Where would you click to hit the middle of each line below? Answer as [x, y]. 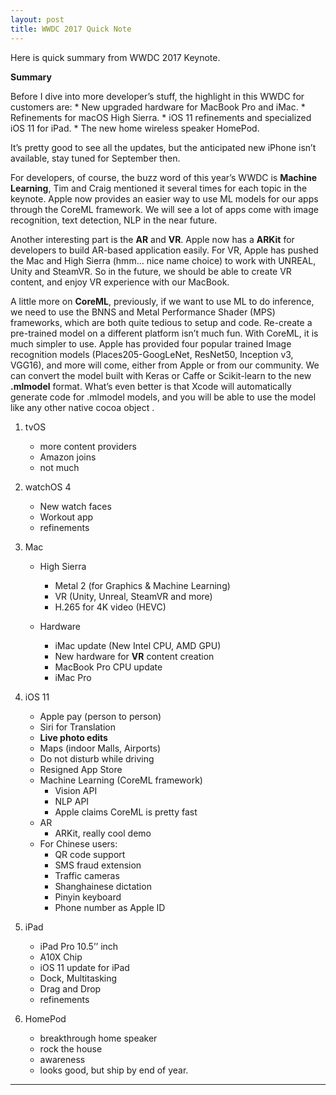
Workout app [66, 517]
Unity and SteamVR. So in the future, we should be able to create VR [151, 271]
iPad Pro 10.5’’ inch [79, 946]
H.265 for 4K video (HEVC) [110, 607]
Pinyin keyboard [88, 897]
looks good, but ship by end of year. [114, 1070]
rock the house [71, 1048]
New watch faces [75, 506]
